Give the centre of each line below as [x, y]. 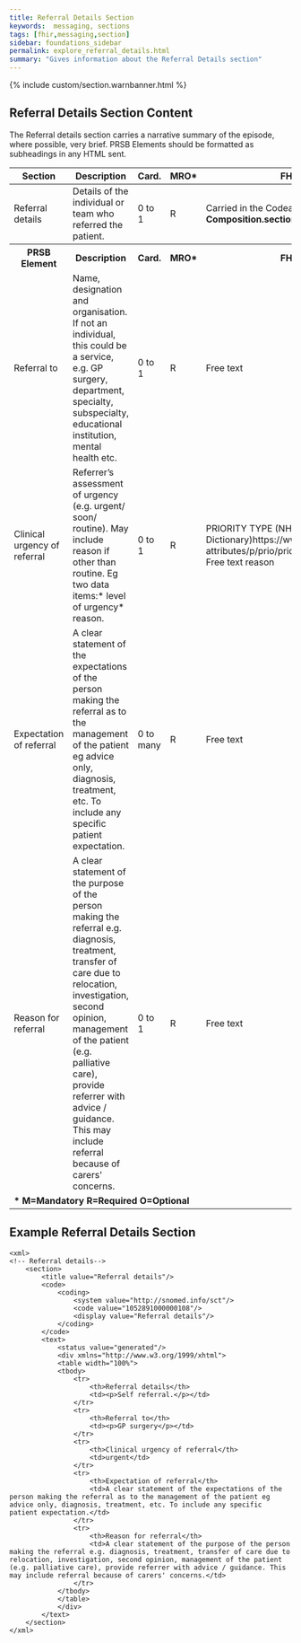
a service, [94, 356]
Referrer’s [94, 472]
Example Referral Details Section [103, 1232]
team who [94, 214]
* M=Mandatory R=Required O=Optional [102, 1200]
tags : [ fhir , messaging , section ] [69, 34]
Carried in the [235, 207]
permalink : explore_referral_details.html [90, 51]
